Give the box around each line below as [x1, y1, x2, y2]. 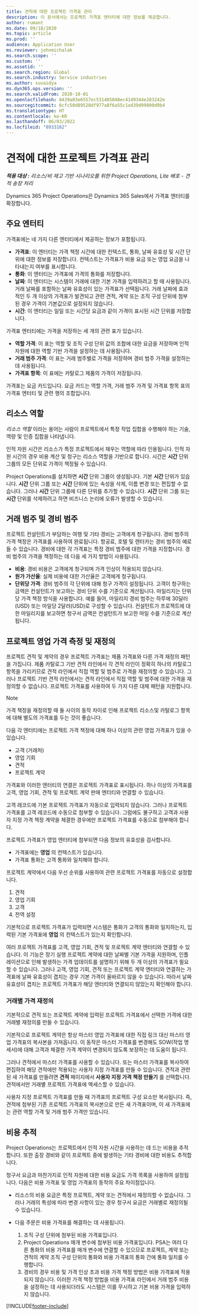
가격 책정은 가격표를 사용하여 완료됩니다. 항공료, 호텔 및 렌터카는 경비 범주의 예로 [6, 538, 192, 545]
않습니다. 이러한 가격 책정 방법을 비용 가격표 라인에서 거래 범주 [34, 1276, 178, 1283]
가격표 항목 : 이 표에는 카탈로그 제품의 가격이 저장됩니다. [14, 369, 142, 377]
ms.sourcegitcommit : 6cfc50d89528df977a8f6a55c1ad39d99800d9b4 [6, 102, 165, 108]
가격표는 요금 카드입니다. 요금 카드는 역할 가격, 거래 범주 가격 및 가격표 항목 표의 [6, 382, 190, 389]
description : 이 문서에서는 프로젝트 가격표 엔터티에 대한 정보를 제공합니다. [6, 14, 171, 20]
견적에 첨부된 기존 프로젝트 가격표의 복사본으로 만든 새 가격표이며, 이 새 [6, 1101, 170, 1108]
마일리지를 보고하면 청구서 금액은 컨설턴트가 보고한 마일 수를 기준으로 [21, 610, 181, 617]
